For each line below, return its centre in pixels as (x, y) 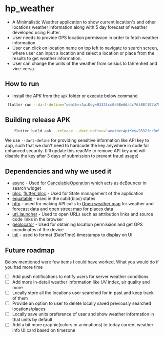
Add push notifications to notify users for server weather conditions (80, 277)
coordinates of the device (38, 230)
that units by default (32, 319)
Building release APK (38, 120)
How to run (22, 84)
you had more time (24, 267)
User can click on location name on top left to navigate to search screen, (85, 48)
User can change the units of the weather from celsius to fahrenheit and (85, 63)
